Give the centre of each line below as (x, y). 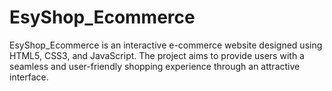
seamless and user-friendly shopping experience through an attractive (155, 66)
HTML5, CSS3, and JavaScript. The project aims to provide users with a (157, 55)
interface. (29, 77)
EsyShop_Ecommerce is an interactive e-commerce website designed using (166, 45)
